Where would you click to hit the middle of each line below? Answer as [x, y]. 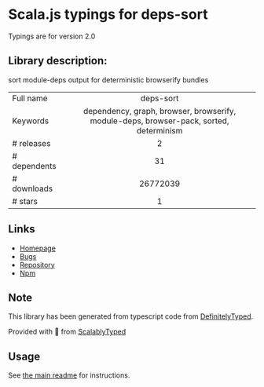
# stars [25, 201]
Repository [37, 265]
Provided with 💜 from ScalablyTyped [67, 332]
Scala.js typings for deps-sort [108, 15]
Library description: [58, 61]
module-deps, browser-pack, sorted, [159, 121]
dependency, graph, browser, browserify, [159, 111]
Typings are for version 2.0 [52, 36]
